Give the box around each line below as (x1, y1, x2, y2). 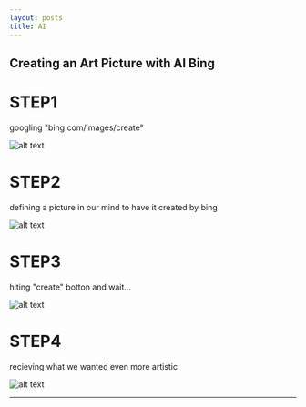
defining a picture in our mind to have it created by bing (9, 201, 218, 212)
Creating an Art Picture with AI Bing (9, 56, 216, 71)
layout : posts (9, 13, 64, 23)
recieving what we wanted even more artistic (9, 361, 178, 371)
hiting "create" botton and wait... (9, 281, 132, 292)
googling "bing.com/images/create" (9, 122, 144, 133)
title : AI (9, 22, 47, 31)
